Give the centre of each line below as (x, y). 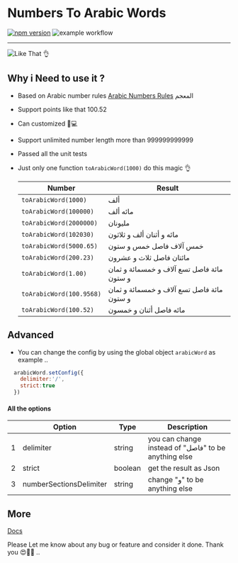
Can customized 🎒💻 (47, 123)
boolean (127, 468)
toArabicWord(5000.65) (59, 246)
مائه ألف (121, 211)
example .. (33, 359)
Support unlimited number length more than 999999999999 (105, 140)
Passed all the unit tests (52, 153)
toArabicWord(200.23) (57, 257)
